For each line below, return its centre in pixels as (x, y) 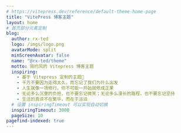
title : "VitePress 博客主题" (40, 17)
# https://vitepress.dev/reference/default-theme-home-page (81, 11)
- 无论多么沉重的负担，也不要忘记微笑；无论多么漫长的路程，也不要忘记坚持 (96, 94)
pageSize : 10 (27, 115)
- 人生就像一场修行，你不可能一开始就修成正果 (65, 88)
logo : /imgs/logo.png (38, 45)
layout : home (22, 22)
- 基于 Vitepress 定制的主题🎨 (51, 77)
